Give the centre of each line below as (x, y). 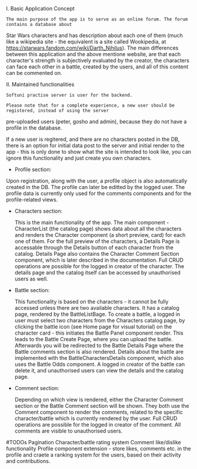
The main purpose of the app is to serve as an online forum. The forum (97, 19)
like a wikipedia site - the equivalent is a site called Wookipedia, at (86, 42)
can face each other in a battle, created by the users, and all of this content (97, 67)
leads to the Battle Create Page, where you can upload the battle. (94, 339)
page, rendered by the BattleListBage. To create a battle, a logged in (97, 314)
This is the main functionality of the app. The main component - (92, 222)
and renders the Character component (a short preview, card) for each (100, 235)
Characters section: (39, 211)
